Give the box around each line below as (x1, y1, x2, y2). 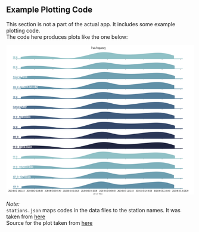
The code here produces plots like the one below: (6, 33, 128, 41)
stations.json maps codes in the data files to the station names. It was (6, 206, 181, 214)
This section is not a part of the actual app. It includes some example (6, 20, 176, 27)
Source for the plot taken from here (6, 219, 93, 226)
